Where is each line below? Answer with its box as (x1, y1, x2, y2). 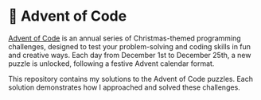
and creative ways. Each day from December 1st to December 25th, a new (8, 50, 251, 60)
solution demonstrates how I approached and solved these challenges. (8, 83, 240, 92)
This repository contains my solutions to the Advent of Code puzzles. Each (8, 74, 253, 83)
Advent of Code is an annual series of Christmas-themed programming (8, 33, 241, 43)
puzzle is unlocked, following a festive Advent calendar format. (8, 59, 215, 68)
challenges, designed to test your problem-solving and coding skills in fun (8, 41, 251, 51)
